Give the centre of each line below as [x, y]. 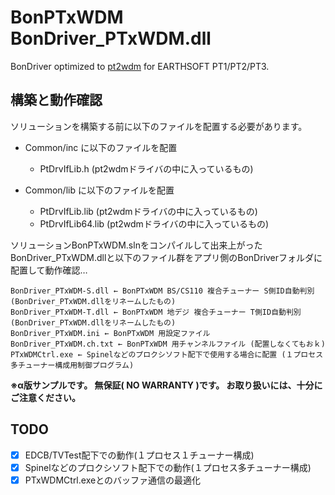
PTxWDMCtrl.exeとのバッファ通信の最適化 [112, 480]
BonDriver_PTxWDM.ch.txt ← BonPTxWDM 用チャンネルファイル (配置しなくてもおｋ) [168, 344]
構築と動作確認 [56, 100]
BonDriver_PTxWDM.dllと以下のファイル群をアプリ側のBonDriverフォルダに [166, 257]
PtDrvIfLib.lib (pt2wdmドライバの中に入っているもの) [148, 211]
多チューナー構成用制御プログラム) [72, 365]
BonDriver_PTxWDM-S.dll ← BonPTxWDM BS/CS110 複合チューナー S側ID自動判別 [162, 291]
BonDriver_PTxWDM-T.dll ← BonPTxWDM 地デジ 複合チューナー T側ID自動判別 [156, 312]
